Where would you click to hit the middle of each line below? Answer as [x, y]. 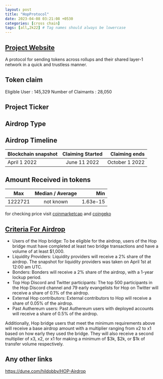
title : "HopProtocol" [27, 14]
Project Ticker [27, 107]
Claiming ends [128, 154]
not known [56, 202]
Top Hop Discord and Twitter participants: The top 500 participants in [82, 282]
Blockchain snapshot [33, 154]
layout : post [18, 10]
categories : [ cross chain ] [33, 23]
